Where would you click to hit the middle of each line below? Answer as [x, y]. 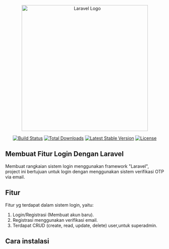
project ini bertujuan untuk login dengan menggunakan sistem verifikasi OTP [85, 171]
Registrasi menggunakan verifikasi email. [55, 220]
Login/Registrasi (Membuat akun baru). [53, 215]
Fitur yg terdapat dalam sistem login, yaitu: [49, 205]
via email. [15, 177]
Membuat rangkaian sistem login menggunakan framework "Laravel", [77, 166]
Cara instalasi [27, 241]
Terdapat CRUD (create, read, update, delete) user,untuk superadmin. [85, 225]
